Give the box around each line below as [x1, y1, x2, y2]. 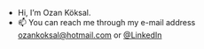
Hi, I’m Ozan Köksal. [17, 8, 91, 17]
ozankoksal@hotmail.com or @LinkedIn [17, 30, 162, 40]
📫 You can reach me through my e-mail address [17, 17, 196, 27]
